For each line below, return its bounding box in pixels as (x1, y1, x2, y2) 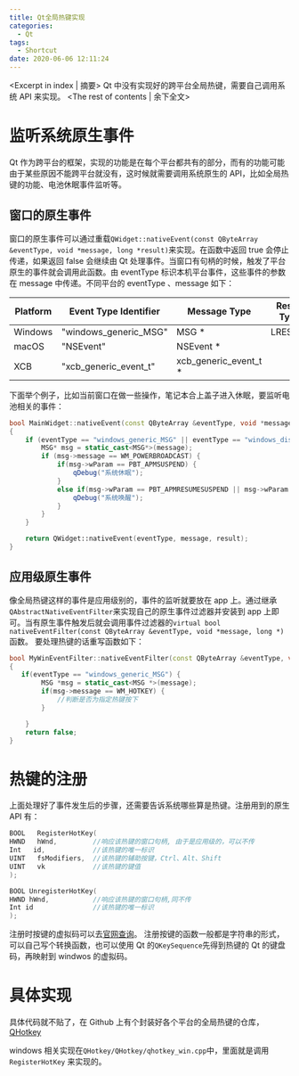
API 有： (9, 811, 40, 822)
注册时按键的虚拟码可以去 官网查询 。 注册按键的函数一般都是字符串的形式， (9, 929, 285, 940)
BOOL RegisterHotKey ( (9, 829, 98, 838)
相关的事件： (16, 400, 64, 411)
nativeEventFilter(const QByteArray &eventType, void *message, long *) (9, 627, 285, 636)
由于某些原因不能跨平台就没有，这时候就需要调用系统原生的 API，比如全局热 (9, 168, 289, 178)
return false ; (25, 727, 77, 736)
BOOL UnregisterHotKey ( (9, 886, 98, 896)
